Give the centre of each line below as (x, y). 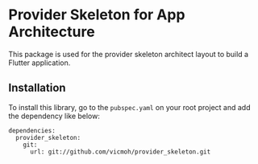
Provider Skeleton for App (97, 15)
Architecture (52, 32)
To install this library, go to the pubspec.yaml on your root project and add (129, 107)
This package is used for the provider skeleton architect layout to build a (128, 54)
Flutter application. (40, 63)
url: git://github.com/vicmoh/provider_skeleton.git (120, 152)
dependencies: (32, 130)
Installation (37, 88)
